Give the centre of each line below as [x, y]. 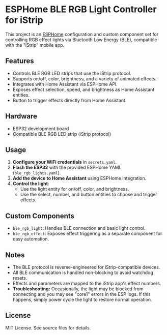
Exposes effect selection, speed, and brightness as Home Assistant [83, 89]
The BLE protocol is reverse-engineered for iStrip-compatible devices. [86, 267]
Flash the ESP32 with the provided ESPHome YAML [67, 167]
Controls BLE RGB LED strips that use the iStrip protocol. [72, 73]
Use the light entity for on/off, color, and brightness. [75, 189]
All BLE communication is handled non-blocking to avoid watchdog [83, 272]
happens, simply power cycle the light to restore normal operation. [82, 299]
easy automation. [31, 239]
